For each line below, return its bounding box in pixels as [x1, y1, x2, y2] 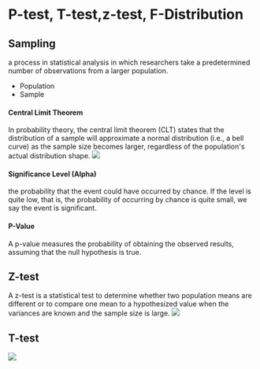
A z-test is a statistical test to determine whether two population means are [8, 291, 252, 301]
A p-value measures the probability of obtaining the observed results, [8, 238, 234, 249]
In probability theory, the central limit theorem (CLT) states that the [8, 125, 225, 135]
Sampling [8, 37, 57, 50]
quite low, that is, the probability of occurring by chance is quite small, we [8, 195, 247, 205]
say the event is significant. [8, 203, 97, 213]
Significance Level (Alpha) [8, 169, 97, 179]
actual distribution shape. [8, 151, 91, 161]
